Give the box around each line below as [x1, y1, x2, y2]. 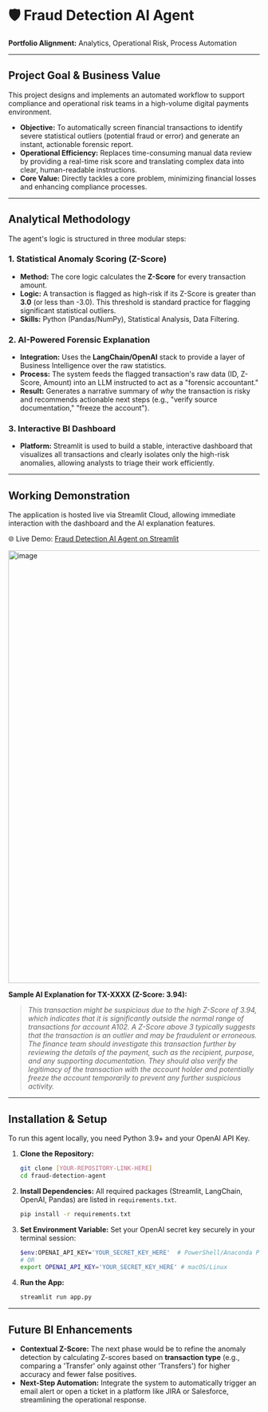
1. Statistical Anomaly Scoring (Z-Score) [8, 253, 167, 264]
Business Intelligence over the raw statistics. [19, 361, 167, 371]
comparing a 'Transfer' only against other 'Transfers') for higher [19, 1361, 231, 1370]
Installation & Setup [8, 1112, 108, 1126]
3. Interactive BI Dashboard [8, 423, 116, 434]
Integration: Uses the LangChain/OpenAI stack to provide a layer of [19, 352, 246, 362]
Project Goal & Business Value [8, 69, 161, 82]
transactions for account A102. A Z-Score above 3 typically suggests [27, 1022, 256, 1032]
